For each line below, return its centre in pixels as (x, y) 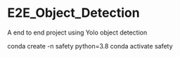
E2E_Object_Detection (73, 13)
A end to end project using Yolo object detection (77, 32)
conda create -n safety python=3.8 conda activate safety (90, 46)
